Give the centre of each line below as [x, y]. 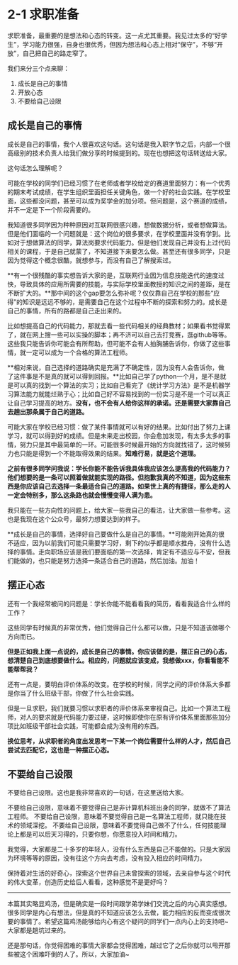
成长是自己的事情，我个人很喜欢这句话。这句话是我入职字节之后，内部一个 [116, 144]
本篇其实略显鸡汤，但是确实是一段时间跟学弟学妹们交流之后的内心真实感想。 [119, 904]
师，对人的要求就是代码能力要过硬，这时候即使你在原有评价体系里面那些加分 [119, 717]
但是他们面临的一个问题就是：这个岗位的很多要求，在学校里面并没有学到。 [116, 233]
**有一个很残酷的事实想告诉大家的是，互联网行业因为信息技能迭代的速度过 [116, 275]
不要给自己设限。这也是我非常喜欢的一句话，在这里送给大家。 [97, 793]
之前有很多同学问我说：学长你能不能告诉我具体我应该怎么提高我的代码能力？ [119, 468]
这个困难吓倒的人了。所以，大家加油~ [74, 954]
